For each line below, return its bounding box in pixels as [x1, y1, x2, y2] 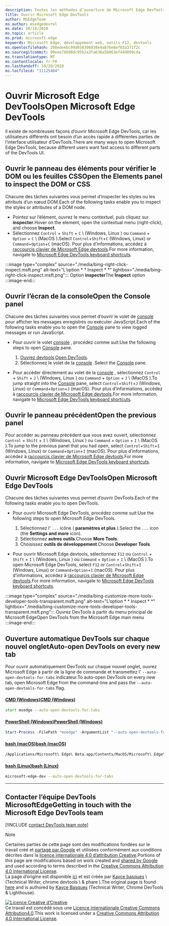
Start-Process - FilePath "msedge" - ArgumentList [5, 730, 109, 735]
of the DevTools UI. [5, 149, 45, 155]
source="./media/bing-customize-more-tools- [57, 593, 153, 599]
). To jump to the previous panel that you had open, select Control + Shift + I [5, 443, 160, 449]
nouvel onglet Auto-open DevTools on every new [5, 642, 160, 651]
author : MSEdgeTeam [5, 17, 46, 22]
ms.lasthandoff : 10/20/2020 [5, 64, 64, 69]
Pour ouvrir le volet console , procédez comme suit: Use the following [12, 339, 156, 345]
